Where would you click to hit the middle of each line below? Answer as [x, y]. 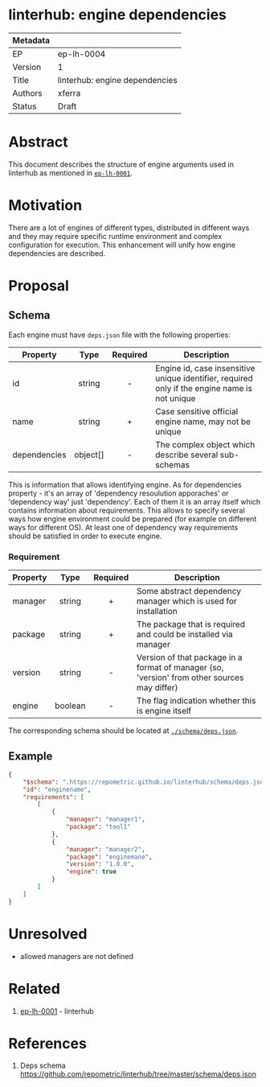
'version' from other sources [190, 677]
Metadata [31, 40]
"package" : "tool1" [98, 827]
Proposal [39, 286]
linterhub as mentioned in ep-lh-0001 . [70, 173]
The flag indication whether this [196, 701]
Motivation [45, 206]
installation [157, 611]
